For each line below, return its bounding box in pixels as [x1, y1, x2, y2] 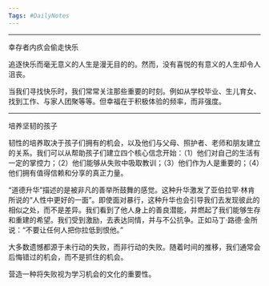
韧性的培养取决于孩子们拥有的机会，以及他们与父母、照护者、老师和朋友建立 [8, 138, 261, 147]
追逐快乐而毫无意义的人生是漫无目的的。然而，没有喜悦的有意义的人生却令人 [8, 59, 261, 69]
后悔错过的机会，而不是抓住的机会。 [8, 252, 128, 261]
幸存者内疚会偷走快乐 [8, 42, 78, 52]
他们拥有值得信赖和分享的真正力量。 [8, 167, 128, 177]
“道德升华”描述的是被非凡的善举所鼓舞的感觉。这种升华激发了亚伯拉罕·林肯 [8, 185, 255, 195]
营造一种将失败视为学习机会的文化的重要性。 [8, 269, 156, 279]
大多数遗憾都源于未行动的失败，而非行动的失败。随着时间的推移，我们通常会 [8, 242, 261, 252]
